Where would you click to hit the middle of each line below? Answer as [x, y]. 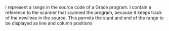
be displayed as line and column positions [49, 23]
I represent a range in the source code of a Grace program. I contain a [78, 7]
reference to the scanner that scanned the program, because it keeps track [83, 12]
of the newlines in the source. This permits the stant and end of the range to [85, 18]
